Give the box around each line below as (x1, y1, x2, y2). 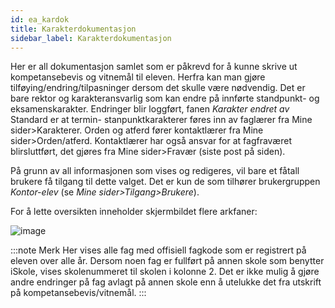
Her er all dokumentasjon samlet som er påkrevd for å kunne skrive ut (10, 61, 298, 73)
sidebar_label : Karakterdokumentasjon (10, 33, 172, 43)
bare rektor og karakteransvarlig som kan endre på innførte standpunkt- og (10, 92, 320, 105)
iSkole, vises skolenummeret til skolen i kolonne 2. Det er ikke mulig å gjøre (10, 266, 320, 278)
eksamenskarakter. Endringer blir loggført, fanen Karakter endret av (10, 103, 290, 115)
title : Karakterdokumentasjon (10, 24, 137, 34)
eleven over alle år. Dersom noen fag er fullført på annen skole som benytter (10, 255, 325, 267)
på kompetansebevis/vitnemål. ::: (10, 287, 147, 299)
